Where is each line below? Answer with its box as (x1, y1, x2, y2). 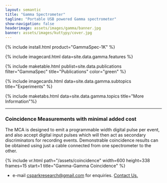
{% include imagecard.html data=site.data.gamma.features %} (5, 54, 133, 60)
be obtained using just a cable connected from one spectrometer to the (5, 143, 152, 149)
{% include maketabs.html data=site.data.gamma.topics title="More (5, 93, 144, 99)
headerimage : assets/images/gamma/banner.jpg (5, 26, 101, 31)
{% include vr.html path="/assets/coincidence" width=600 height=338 (5, 158, 150, 164)
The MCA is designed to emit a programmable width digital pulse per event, (5, 127, 160, 133)
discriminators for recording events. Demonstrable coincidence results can (5, 137, 159, 143)
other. (5, 148, 17, 154)
